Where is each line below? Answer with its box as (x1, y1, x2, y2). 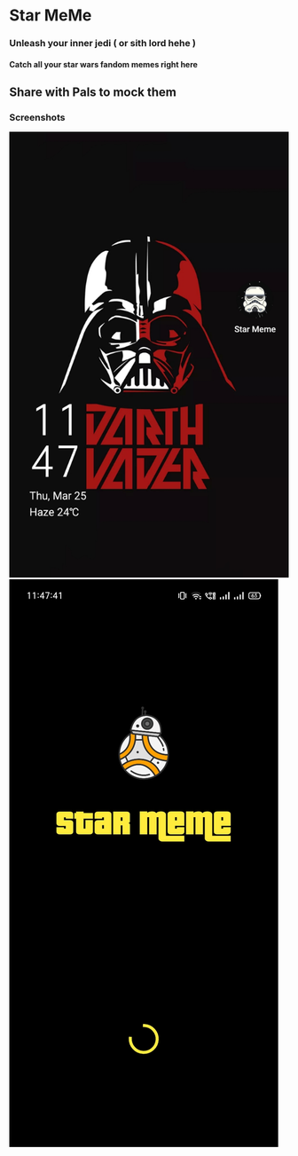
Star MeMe (9, 5, 92, 26)
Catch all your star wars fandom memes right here (9, 59, 198, 69)
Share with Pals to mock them (9, 85, 177, 100)
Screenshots (9, 112, 66, 124)
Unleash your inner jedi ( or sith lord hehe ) (9, 37, 197, 50)
